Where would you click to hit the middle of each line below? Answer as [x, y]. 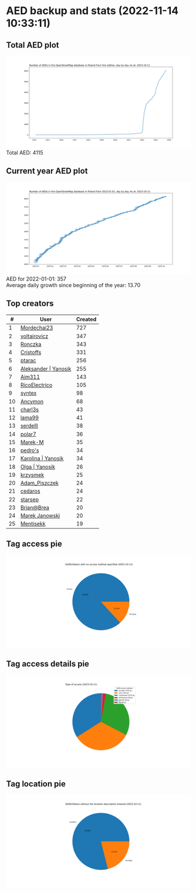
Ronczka [31, 344]
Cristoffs [31, 352]
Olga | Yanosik [38, 467]
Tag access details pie [48, 664]
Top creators [30, 304]
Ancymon [32, 401]
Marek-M [32, 442]
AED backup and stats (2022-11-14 [92, 11]
